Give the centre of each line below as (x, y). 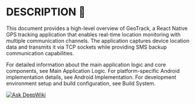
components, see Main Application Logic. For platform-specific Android (93, 71)
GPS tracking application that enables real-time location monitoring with (93, 34)
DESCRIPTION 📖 (46, 12)
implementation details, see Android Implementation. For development (91, 77)
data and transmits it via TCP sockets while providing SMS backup (87, 47)
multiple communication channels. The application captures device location (98, 41)
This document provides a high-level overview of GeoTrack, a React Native (97, 28)
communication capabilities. (40, 53)
